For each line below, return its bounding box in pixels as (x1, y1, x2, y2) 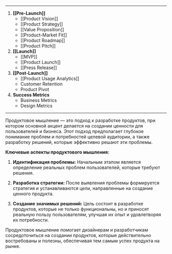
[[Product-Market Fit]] (20, 32, 68, 38)
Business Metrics (20, 97, 57, 103)
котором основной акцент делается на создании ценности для (5, 123, 143, 129)
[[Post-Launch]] (12, 70, 48, 76)
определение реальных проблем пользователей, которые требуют (12, 164, 160, 171)
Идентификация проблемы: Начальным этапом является (12, 159, 141, 165)
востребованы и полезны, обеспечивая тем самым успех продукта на (5, 238, 160, 244)
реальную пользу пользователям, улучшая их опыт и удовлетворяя (12, 211, 161, 218)
